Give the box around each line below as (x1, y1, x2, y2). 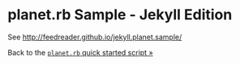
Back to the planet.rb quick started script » (7, 47, 153, 57)
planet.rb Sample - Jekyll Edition (7, 6, 233, 24)
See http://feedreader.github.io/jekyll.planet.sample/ (7, 32, 182, 42)
